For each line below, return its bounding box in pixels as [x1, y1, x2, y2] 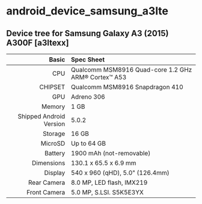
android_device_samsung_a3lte [6, 4, 169, 18]
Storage [43, 129, 66, 138]
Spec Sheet [71, 55, 105, 64]
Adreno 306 [71, 93, 105, 100]
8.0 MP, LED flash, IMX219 [71, 179, 148, 187]
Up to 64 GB [71, 140, 106, 147]
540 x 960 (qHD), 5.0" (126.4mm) [71, 168, 170, 177]
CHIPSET [39, 83, 66, 91]
